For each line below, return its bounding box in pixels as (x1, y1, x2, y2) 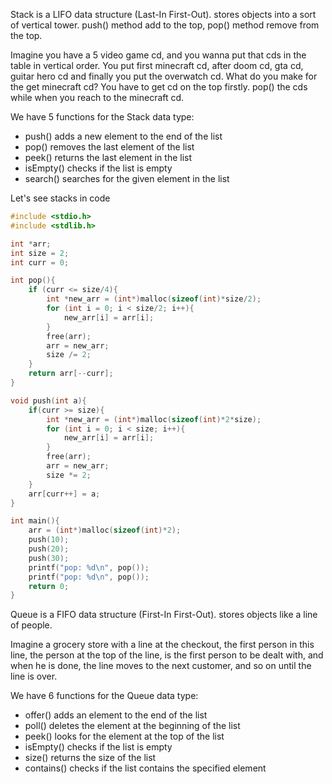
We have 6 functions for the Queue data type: (10, 690, 199, 702)
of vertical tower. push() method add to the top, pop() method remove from (10, 19, 320, 31)
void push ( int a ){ (10, 395, 87, 406)
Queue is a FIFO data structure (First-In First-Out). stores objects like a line (10, 609, 318, 621)
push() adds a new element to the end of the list (24, 130, 223, 142)
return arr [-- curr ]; (28, 369, 114, 379)
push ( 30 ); (28, 553, 70, 563)
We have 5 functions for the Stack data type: (10, 111, 195, 123)
